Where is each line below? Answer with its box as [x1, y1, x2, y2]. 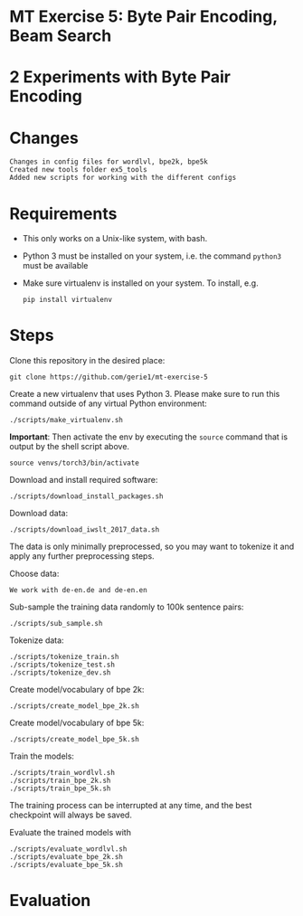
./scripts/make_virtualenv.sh [9, 416, 124, 425]
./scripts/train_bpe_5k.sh [9, 784, 111, 793]
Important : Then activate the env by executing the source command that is [9, 431, 288, 442]
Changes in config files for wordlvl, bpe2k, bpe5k [9, 157, 208, 166]
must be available [22, 260, 89, 271]
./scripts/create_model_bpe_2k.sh [9, 702, 140, 711]
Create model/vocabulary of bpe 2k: [9, 685, 145, 695]
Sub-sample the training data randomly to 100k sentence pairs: [9, 601, 244, 612]
